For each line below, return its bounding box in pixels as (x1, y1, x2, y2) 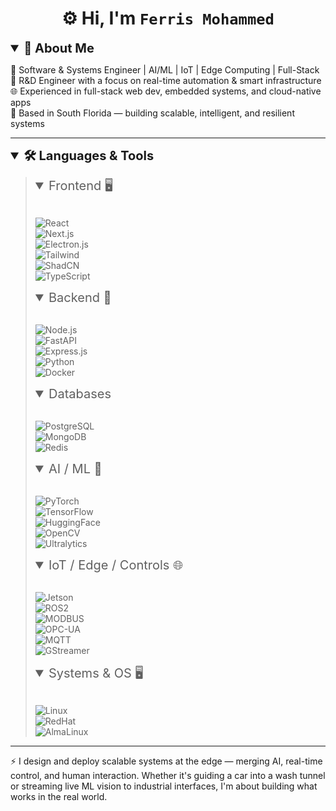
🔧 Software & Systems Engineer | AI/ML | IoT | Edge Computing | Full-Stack (10, 63, 320, 76)
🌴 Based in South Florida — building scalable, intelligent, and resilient (10, 107, 295, 119)
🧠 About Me (23, 40, 95, 56)
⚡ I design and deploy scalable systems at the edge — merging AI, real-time (10, 755, 323, 767)
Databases (48, 385, 112, 402)
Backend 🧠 (48, 289, 112, 306)
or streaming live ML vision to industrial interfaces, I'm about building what (10, 780, 318, 792)
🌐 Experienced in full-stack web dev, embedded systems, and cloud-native (10, 85, 322, 97)
